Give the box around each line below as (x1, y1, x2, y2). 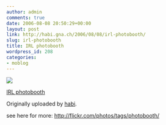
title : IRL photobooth (6, 43, 64, 49)
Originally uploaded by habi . (6, 100, 78, 107)
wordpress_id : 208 (6, 49, 53, 55)
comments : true (6, 15, 45, 21)
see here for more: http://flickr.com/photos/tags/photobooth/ (6, 112, 160, 119)
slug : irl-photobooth (6, 37, 62, 43)
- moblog (6, 60, 29, 66)
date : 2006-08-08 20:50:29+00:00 (6, 20, 92, 26)
